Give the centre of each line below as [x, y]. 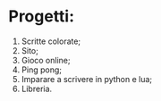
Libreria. [37, 88]
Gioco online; [46, 60]
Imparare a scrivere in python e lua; [87, 79]
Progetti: [42, 17]
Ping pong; [41, 70]
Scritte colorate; [51, 41]
